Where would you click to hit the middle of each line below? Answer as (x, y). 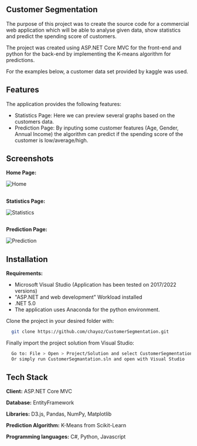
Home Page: (21, 173)
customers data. (34, 121)
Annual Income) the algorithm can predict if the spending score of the (99, 134)
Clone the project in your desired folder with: (60, 321)
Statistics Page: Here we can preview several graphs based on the (95, 115)
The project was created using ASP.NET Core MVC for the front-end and (94, 47)
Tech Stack (27, 377)
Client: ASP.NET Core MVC (39, 391)
